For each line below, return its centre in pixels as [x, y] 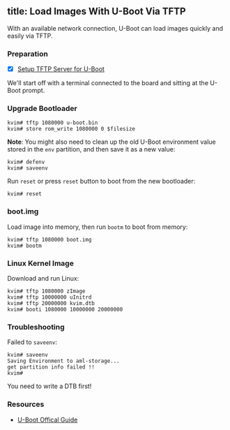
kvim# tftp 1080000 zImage [46, 291]
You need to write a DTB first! [49, 386]
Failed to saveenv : [32, 342]
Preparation [28, 54]
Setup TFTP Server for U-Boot [61, 69]
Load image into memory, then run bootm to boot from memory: [98, 227]
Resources [26, 404]
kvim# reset [24, 194]
